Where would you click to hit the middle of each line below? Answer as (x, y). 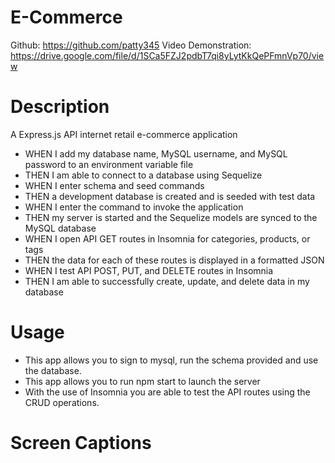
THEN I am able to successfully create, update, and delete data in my (167, 281)
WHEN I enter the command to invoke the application (134, 207)
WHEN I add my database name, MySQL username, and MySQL (156, 153)
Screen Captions (81, 443)
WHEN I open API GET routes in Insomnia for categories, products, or (167, 238)
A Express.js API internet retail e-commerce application (124, 134)
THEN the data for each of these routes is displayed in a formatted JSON (174, 260)
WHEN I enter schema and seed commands (114, 185)
